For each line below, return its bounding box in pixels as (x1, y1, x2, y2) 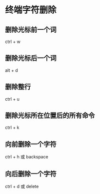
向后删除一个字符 (5, 170, 57, 178)
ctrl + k (5, 125, 20, 130)
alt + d (5, 67, 18, 73)
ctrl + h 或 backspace (5, 154, 49, 160)
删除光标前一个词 (5, 25, 57, 34)
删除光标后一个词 (5, 54, 57, 63)
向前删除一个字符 (5, 140, 57, 148)
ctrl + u (5, 96, 20, 102)
